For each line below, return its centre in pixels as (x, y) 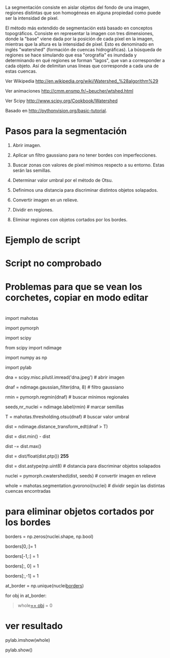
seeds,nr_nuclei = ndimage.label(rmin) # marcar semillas (65, 407)
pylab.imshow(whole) (28, 640)
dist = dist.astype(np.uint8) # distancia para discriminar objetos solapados (83, 466)
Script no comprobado (54, 263)
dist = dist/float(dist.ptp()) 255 (37, 456)
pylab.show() (19, 650)
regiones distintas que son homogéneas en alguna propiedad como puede (83, 13)
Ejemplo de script (43, 240)
